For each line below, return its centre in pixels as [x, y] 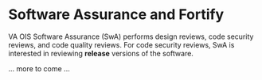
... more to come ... [39, 68]
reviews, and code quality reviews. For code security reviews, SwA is [121, 44]
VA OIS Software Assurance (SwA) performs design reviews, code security [131, 36]
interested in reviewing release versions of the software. [101, 53]
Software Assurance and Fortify [116, 15]
